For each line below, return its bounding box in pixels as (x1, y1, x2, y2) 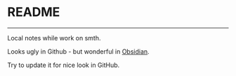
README (7, 4, 60, 20)
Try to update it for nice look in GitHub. (7, 61, 120, 69)
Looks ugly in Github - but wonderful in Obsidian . (7, 47, 150, 56)
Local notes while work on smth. (7, 33, 101, 42)
